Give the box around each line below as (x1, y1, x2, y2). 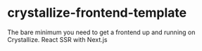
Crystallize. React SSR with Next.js (7, 35, 108, 43)
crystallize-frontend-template (7, 5, 187, 21)
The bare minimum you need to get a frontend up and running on (7, 28, 196, 36)
